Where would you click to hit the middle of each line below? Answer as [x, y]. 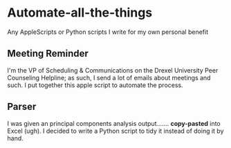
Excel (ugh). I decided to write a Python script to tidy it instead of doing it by [115, 131]
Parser [22, 107]
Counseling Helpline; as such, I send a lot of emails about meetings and [109, 77]
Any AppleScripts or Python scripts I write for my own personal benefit [108, 32]
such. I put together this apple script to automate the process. [95, 85]
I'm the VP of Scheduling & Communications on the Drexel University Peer [113, 70]
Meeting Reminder [48, 54]
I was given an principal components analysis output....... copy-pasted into [114, 123]
